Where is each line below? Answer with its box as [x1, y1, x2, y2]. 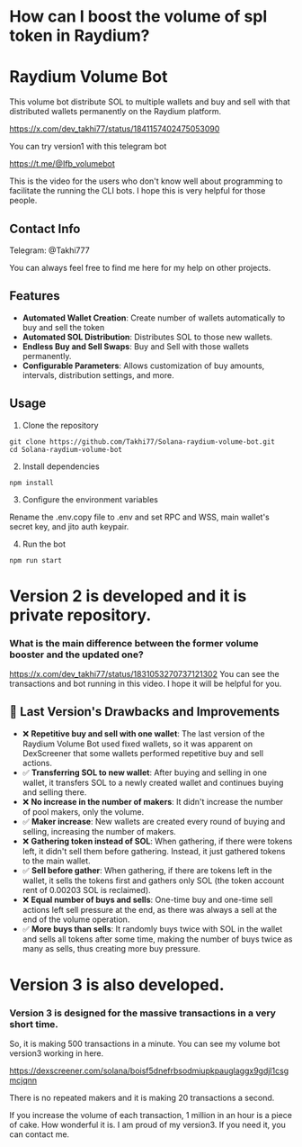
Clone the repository [22, 420, 99, 430]
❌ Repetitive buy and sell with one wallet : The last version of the [22, 727, 265, 739]
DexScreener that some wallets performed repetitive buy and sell [22, 747, 263, 758]
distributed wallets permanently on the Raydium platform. [9, 106, 222, 117]
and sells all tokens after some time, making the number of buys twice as [22, 934, 293, 944]
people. [9, 195, 38, 206]
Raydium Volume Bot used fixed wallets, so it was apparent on [22, 738, 253, 749]
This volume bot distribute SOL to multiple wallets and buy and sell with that [9, 96, 290, 107]
